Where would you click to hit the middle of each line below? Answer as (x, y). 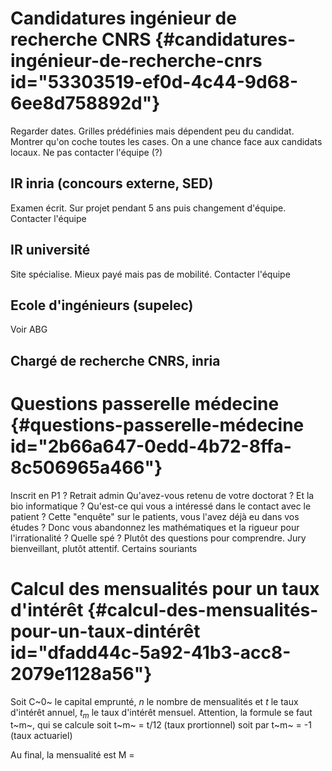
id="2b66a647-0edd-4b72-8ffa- (151, 446)
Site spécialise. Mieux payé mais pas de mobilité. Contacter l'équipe (150, 274)
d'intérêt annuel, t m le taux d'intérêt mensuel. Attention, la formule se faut (161, 713)
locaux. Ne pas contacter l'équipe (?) (86, 152)
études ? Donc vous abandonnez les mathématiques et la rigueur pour (155, 527)
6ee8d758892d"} (85, 103)
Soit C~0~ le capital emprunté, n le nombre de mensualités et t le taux (154, 701)
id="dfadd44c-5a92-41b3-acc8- (151, 652)
